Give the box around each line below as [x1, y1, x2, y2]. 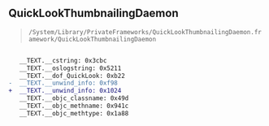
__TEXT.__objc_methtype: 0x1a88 [19, 109, 129, 117]
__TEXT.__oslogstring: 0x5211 [19, 64, 122, 72]
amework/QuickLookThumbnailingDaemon [28, 35, 157, 43]
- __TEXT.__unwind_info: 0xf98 [8, 79, 118, 88]
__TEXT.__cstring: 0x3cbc [19, 56, 107, 64]
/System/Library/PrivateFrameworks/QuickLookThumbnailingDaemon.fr [28, 28, 262, 36]
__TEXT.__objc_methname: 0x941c [19, 102, 129, 111]
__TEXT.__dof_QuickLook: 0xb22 [19, 72, 126, 80]
